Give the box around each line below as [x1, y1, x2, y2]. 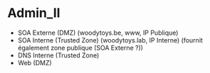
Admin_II [7, 5, 61, 21]
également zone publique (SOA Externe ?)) [17, 43, 144, 52]
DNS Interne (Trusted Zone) [17, 51, 100, 60]
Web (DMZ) [17, 58, 52, 67]
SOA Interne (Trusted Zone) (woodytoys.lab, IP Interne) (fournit [17, 35, 203, 44]
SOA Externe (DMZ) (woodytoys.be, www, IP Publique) [17, 28, 179, 37]
